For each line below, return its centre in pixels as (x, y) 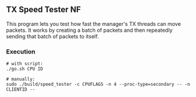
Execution (21, 51)
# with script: (25, 64)
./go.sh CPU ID (25, 69)
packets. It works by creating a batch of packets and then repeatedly (89, 30)
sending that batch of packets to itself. (53, 36)
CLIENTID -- (21, 90)
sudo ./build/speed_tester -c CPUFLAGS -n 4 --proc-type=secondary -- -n (98, 85)
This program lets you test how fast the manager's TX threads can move (94, 24)
